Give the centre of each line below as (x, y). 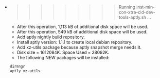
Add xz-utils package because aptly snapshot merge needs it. (79, 47)
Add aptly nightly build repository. (51, 37)
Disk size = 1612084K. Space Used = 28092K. (63, 52)
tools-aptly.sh (132, 17)
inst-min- (145, 7)
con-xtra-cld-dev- (137, 12)
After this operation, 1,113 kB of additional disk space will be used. (82, 27)
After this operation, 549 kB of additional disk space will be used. (82, 32)
